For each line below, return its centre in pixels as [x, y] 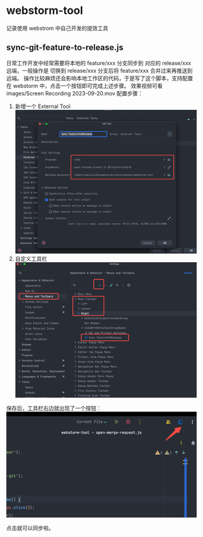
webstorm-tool [45, 11]
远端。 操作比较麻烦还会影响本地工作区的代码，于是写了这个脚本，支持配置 [100, 78]
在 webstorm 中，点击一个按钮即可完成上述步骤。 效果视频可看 [85, 86]
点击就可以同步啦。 [30, 528]
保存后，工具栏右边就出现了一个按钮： [54, 408]
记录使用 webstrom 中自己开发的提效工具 [57, 28]
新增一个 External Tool [43, 106]
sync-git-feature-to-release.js [65, 48]
